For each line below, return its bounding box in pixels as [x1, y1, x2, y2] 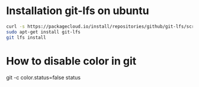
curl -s [6, 24, 25, 29]
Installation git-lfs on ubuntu [6, 4, 149, 18]
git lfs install [6, 34, 46, 41]
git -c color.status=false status [6, 73, 81, 81]
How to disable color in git [6, 54, 137, 68]
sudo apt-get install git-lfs [6, 29, 81, 35]
